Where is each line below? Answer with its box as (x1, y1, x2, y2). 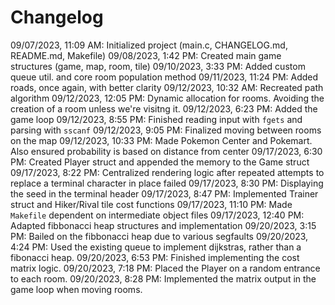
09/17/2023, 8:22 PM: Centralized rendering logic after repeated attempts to (10, 166, 325, 178)
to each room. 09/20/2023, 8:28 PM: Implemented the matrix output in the (10, 272, 317, 285)
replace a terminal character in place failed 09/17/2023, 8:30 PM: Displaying (10, 177, 324, 189)
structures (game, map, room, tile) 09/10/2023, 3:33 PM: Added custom (10, 60, 306, 72)
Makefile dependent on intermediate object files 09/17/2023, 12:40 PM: (10, 209, 305, 221)
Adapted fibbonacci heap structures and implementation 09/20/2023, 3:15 (10, 219, 317, 231)
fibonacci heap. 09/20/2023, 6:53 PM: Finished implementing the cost (10, 251, 300, 263)
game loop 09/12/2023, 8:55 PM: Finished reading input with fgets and (10, 113, 303, 125)
